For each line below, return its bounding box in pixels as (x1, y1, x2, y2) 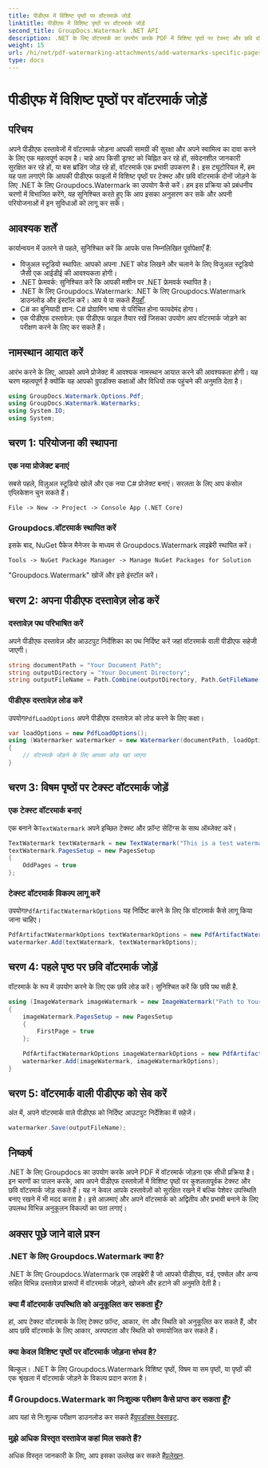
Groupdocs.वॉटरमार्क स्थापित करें (8, 522, 116, 533)
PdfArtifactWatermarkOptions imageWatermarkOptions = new (22, 1050, 219, 1058)
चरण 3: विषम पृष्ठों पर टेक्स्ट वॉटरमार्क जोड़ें (8, 781, 169, 794)
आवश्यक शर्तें (8, 222, 57, 236)
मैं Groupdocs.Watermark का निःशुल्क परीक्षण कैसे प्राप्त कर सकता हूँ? (8, 1394, 231, 1405)
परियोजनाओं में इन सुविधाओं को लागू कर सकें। (8, 198, 125, 208)
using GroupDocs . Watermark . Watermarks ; (8, 399, 141, 408)
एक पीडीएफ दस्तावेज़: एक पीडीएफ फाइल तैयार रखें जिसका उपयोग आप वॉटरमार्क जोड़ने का (19, 313, 247, 322)
